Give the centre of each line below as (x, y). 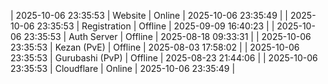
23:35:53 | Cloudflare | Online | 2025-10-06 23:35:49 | (123, 68)
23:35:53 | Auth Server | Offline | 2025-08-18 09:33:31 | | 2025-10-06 (167, 36)
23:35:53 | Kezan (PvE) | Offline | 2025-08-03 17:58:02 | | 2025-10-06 (155, 47)
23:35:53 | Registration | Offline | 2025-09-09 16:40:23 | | (155, 26)
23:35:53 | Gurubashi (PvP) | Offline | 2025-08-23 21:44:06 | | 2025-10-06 (164, 58)
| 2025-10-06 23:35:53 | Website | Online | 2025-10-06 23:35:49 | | (149, 15)
